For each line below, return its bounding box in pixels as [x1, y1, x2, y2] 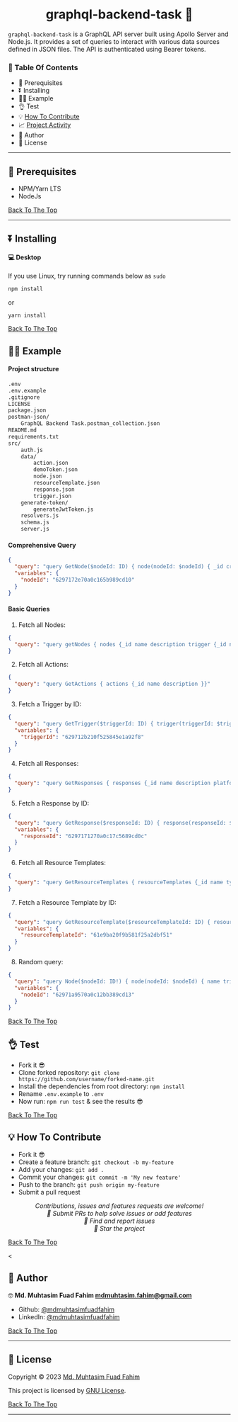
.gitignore [8, 393, 40, 401]
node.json [33, 473, 62, 480]
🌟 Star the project [93, 1224, 145, 1232]
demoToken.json [33, 466, 78, 473]
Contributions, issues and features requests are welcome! [35, 1201, 204, 1210]
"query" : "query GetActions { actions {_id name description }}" [14, 680, 211, 688]
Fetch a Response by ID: [18, 799, 90, 807]
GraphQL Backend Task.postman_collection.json [20, 420, 160, 427]
